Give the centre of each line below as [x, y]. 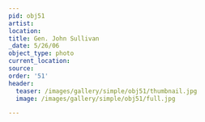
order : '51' [28, 76]
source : [21, 69]
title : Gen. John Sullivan [54, 38]
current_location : [39, 61]
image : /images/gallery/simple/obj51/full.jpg [96, 99]
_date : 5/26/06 [34, 46]
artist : [21, 23]
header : [21, 83]
